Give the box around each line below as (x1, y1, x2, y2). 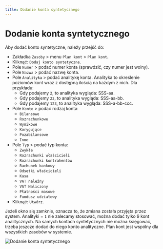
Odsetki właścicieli (19, 169, 61, 173)
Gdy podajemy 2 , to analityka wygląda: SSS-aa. (19, 90, 115, 96)
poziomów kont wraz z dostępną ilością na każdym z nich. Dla (12, 79, 138, 85)
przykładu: (12, 85, 34, 91)
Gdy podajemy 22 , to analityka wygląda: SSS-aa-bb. (19, 95, 124, 101)
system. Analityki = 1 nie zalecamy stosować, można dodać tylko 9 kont (5, 213, 150, 219)
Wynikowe (19, 122, 38, 127)
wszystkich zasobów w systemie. (5, 229, 72, 234)
